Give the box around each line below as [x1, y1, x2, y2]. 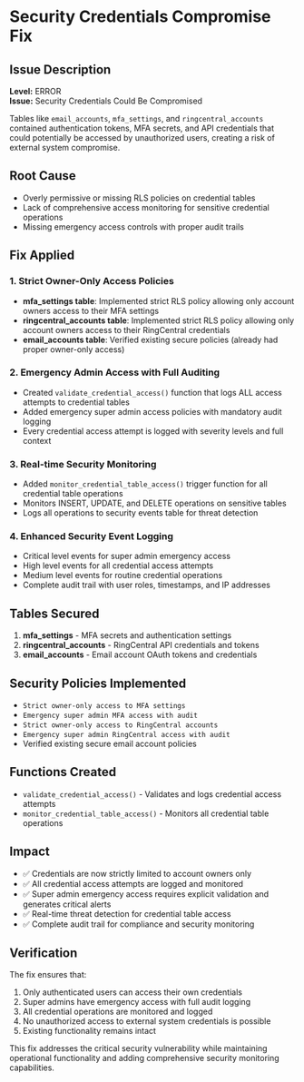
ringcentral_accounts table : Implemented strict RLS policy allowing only [22, 315, 295, 326]
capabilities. [9, 1062, 54, 1073]
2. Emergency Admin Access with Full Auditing [9, 366, 221, 379]
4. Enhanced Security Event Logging [9, 530, 174, 543]
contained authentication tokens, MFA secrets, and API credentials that [9, 123, 275, 133]
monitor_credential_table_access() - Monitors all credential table [22, 808, 270, 819]
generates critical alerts [22, 899, 112, 910]
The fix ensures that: [9, 969, 87, 980]
